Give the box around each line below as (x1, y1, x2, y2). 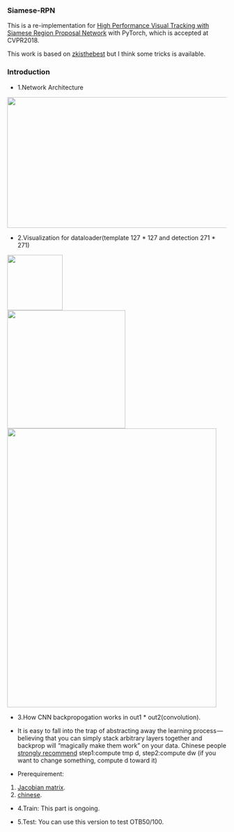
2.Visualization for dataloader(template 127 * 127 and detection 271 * (17, 233, 216, 242)
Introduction (7, 67, 50, 77)
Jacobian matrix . (17, 783, 66, 792)
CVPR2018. (7, 36, 40, 45)
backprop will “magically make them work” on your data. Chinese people (17, 741, 226, 750)
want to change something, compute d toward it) (17, 756, 158, 764)
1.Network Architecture (17, 83, 84, 91)
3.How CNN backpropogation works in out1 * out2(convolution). (17, 713, 201, 721)
